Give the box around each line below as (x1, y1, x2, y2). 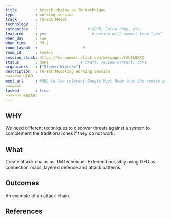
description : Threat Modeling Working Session (5, 69, 110, 74)
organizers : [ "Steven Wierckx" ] (5, 64, 81, 69)
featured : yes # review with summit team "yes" (5, 31, 163, 36)
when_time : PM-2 (5, 41, 49, 46)
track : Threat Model (5, 17, 67, 22)
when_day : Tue (5, 36, 47, 41)
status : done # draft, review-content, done (5, 60, 147, 65)
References (5, 207, 43, 216)
